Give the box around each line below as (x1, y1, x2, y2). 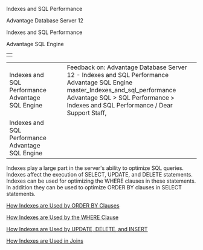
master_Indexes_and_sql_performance (66, 86, 176, 94)
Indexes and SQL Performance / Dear (66, 101, 173, 109)
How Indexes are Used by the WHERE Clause (6, 214, 119, 221)
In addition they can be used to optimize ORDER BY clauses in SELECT (6, 184, 182, 191)
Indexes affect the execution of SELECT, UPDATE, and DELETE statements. (6, 171, 193, 178)
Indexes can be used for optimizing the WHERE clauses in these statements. (6, 177, 196, 184)
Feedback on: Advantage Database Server (66, 63, 187, 72)
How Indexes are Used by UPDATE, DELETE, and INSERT (6, 226, 148, 232)
